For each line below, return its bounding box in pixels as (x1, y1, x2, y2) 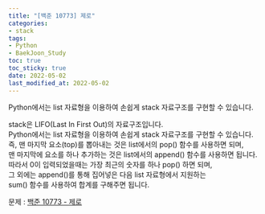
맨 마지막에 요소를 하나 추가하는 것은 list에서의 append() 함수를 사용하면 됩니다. (8, 150, 258, 159)
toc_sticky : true (8, 64, 67, 72)
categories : (8, 19, 48, 27)
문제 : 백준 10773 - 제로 (8, 196, 83, 206)
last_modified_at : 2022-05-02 (8, 79, 110, 87)
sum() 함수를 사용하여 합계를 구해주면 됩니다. (8, 179, 150, 189)
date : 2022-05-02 (8, 72, 67, 80)
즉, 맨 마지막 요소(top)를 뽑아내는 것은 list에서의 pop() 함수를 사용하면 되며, (8, 139, 244, 149)
